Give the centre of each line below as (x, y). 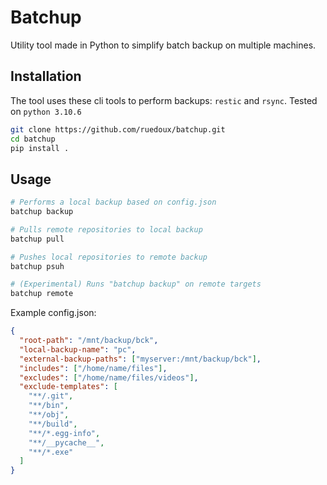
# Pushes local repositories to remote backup (109, 257)
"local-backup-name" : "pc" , (78, 349)
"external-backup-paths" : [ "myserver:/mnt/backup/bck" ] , (140, 359)
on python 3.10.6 (46, 111)
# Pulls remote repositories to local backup (106, 229)
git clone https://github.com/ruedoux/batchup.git (118, 129)
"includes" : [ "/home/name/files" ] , (93, 368)
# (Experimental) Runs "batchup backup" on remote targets (136, 284)
